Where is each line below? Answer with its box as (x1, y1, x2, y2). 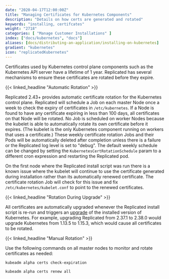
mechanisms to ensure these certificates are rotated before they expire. (5, 74, 155, 80)
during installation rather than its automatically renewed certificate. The (5, 173, 154, 179)
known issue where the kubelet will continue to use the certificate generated (5, 168, 164, 174)
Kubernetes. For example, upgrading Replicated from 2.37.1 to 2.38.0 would (5, 214, 161, 220)
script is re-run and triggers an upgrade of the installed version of (5, 209, 142, 215)
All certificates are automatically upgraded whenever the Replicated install (5, 204, 160, 210)
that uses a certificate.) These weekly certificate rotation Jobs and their (5, 131, 154, 137)
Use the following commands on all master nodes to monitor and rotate (5, 245, 153, 251)
